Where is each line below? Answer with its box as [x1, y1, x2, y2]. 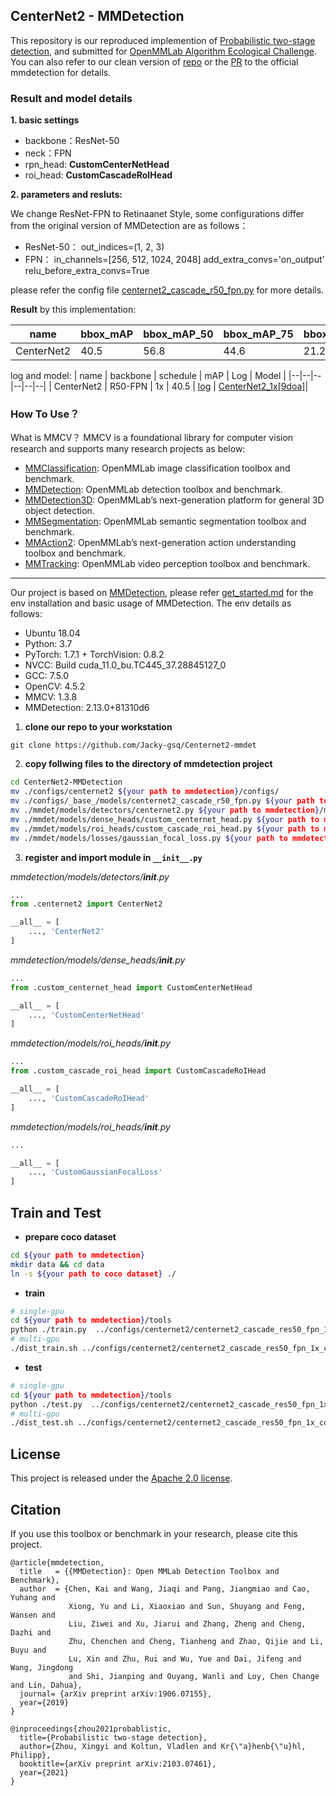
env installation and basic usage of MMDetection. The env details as [10, 597, 292, 609]
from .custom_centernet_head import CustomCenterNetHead [10, 982, 253, 993]
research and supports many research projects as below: [10, 443, 246, 455]
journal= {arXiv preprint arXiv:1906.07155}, [19, 1689, 213, 1699]
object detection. [24, 505, 95, 517]
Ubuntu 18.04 [24, 627, 81, 639]
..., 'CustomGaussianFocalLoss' [28, 1167, 163, 1178]
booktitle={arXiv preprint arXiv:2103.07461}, [19, 1759, 217, 1769]
